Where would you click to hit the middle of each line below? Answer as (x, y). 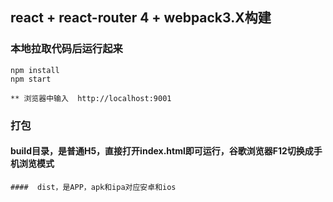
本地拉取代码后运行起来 (66, 49)
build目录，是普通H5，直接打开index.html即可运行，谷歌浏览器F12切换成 (162, 151)
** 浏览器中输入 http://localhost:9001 (91, 98)
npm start (31, 79)
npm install (35, 70)
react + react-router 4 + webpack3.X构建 (141, 18)
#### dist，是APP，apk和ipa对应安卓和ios (93, 187)
